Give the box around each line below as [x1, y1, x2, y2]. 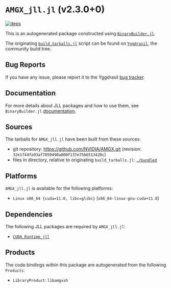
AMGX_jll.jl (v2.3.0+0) [5, 4, 105, 15]
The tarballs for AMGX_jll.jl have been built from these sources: [5, 136, 141, 142]
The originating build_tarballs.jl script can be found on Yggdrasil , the [5, 40, 157, 46]
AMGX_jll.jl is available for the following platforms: [5, 185, 113, 191]
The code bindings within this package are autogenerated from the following [5, 261, 166, 268]
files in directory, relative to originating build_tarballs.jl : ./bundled [12, 157, 157, 163]
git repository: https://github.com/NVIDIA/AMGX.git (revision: [12, 146, 142, 152]
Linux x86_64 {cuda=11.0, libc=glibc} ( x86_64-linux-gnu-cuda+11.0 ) [12, 195, 159, 201]
